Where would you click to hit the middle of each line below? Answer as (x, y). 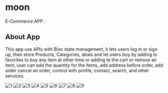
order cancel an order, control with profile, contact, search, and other (77, 70)
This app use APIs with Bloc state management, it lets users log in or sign (81, 49)
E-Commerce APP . (25, 21)
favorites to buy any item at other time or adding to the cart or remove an (81, 60)
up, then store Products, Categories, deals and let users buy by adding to (81, 54)
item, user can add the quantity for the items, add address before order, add (84, 65)
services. (15, 76)
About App (23, 37)
